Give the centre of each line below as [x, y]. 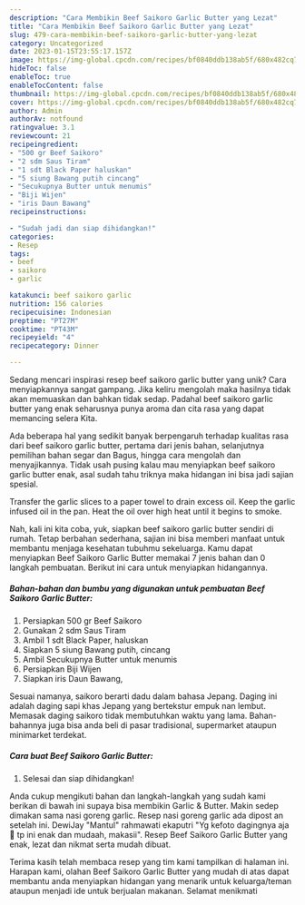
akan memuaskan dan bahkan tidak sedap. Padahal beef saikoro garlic [142, 399]
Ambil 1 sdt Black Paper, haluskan [85, 640]
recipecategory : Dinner [54, 346]
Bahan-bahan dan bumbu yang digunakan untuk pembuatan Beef [137, 588]
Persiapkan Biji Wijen [62, 669]
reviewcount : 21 [40, 136]
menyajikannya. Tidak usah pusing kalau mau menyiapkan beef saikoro [143, 465]
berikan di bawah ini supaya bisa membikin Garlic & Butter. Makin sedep [144, 805]
